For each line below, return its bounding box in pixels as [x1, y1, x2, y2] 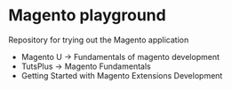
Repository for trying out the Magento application [8, 34, 189, 45]
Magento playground [8, 5, 166, 26]
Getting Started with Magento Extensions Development [20, 70, 223, 80]
